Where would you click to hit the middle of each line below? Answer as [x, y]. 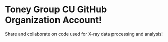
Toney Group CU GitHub [56, 9]
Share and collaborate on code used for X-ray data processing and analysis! [84, 34]
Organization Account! [53, 20]
